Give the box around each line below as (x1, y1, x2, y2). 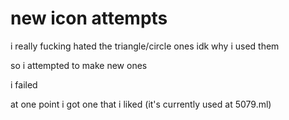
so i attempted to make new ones (10, 59, 148, 71)
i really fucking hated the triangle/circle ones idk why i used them (10, 40, 280, 52)
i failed (10, 78, 38, 91)
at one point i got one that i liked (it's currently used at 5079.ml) (10, 98, 272, 110)
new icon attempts (10, 7, 168, 30)
